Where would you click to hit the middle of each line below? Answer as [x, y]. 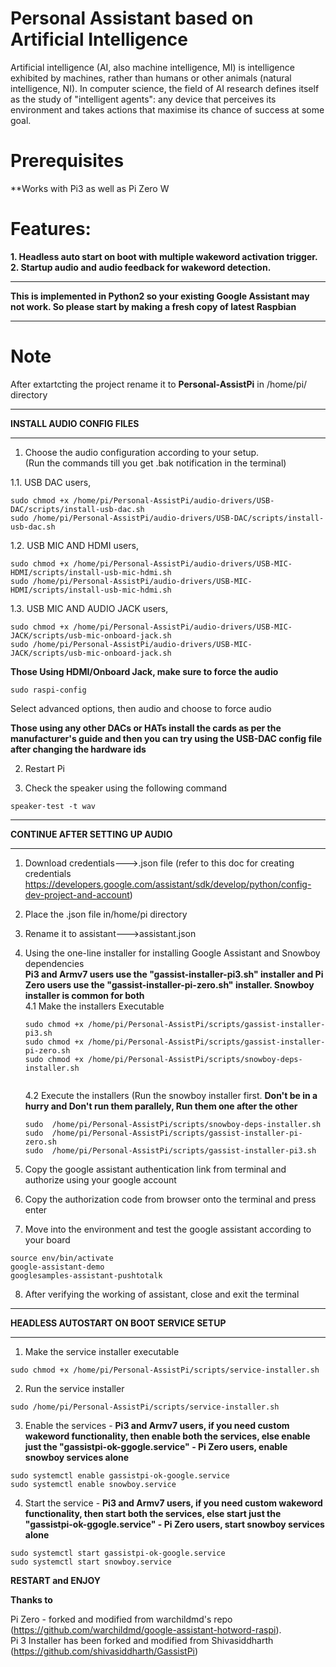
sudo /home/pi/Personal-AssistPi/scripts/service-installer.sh [145, 1407]
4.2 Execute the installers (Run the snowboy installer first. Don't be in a [171, 1095]
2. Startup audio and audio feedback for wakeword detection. [141, 267]
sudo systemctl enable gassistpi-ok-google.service [120, 1475]
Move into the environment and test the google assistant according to [168, 1229]
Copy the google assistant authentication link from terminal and [155, 1169]
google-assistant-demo [57, 1267]
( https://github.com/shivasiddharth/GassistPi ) [104, 1651]
